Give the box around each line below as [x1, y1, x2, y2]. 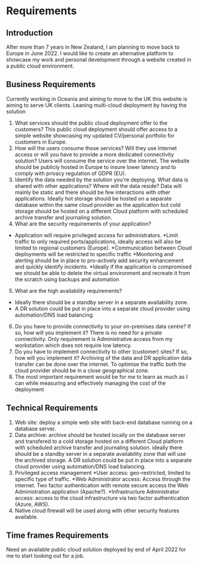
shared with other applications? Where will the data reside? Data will [14, 182, 182, 189]
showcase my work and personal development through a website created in [6, 56, 191, 63]
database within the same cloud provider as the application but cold [14, 201, 181, 208]
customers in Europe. [14, 138, 67, 145]
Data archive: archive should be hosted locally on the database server [14, 431, 186, 438]
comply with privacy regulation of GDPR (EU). [14, 170, 126, 177]
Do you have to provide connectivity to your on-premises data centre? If [14, 323, 191, 330]
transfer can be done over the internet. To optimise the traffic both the [14, 360, 187, 368]
